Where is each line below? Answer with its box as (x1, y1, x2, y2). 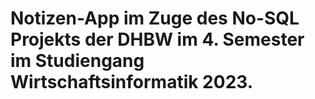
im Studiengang (10, 50, 145, 72)
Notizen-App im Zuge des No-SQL (10, 7, 300, 30)
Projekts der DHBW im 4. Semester (10, 28, 305, 51)
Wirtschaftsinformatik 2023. (10, 71, 254, 94)
